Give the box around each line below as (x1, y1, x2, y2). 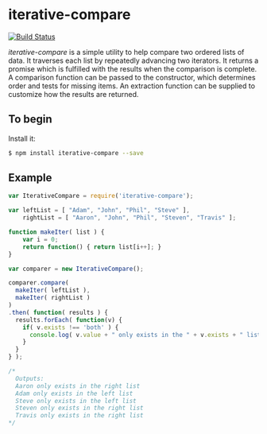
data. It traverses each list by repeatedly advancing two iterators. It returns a (8, 56, 259, 65)
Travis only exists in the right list (15, 412, 145, 420)
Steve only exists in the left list (15, 397, 137, 405)
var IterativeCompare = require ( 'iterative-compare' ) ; (8, 192, 194, 200)
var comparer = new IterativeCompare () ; (8, 265, 145, 273)
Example (8, 171, 52, 184)
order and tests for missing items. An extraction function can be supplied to (8, 81, 256, 91)
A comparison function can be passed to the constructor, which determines (8, 72, 256, 82)
